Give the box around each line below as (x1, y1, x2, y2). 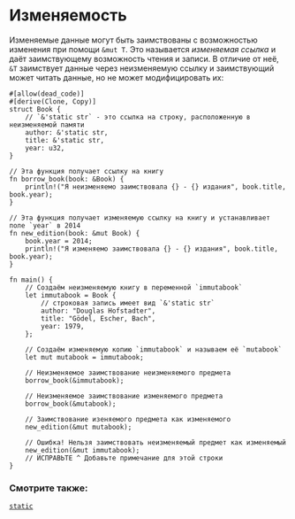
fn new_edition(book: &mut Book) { (9, 229, 140, 237)
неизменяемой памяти (9, 120, 86, 129)
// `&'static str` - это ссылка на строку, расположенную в (25, 112, 251, 121)
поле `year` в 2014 (9, 221, 81, 230)
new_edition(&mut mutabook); (25, 422, 132, 431)
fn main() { (9, 275, 53, 284)
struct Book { (9, 105, 62, 113)
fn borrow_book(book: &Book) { (9, 174, 125, 183)
